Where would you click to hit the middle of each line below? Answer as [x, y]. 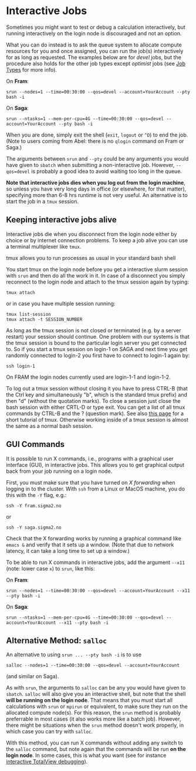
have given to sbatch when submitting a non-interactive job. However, [90, 165]
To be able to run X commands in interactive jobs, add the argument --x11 [95, 562]
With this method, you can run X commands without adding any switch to [94, 743]
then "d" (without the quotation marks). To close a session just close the [93, 400]
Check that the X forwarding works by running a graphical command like [94, 538]
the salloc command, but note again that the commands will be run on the [96, 749]
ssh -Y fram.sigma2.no [34, 506]
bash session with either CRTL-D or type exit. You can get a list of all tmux [96, 407]
